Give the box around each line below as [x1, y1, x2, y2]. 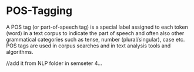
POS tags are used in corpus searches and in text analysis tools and [6, 42, 171, 49]
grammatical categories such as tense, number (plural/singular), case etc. [6, 36, 185, 43]
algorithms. [6, 48, 34, 55]
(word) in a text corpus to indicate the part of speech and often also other [6, 29, 185, 36]
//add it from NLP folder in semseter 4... [6, 60, 103, 67]
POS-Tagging [6, 4, 72, 18]
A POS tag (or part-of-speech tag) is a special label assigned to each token [6, 23, 188, 30]
